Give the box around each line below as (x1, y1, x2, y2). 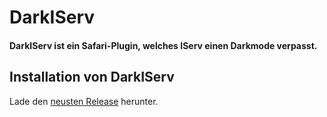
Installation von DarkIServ (9, 69, 175, 86)
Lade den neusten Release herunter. (9, 95, 159, 107)
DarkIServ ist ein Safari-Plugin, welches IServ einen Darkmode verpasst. (9, 39, 318, 51)
